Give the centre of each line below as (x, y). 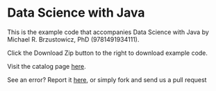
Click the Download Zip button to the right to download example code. (108, 53)
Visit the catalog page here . (47, 66)
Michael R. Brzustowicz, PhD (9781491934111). (74, 39)
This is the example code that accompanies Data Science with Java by (108, 32)
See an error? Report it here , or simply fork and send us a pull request (107, 80)
